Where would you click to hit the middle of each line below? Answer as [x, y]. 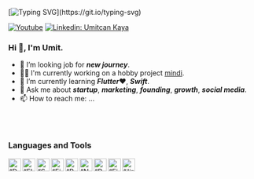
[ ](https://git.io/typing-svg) [75, 12]
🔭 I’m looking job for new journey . [75, 65]
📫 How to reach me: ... [57, 99]
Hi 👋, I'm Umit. [36, 47]
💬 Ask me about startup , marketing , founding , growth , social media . [133, 89]
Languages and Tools [50, 145]
